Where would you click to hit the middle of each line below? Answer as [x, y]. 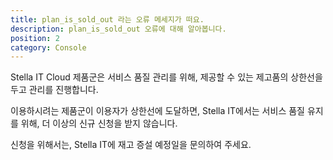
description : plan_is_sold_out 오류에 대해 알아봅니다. [118, 29]
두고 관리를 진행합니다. [54, 90]
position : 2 [35, 38]
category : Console [48, 47]
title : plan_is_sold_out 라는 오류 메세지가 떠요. [107, 19]
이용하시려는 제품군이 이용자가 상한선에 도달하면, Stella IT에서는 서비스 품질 [157, 111]
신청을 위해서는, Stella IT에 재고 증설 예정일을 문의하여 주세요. [131, 145]
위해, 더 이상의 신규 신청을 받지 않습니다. [99, 123]
